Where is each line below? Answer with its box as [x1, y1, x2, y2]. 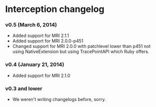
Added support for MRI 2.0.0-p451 [12, 38, 83, 44]
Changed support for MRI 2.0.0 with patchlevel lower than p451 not [12, 43, 151, 49]
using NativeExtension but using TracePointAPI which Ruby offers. [12, 48, 149, 54]
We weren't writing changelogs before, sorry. [12, 96, 106, 102]
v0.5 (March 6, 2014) [5, 21, 57, 28]
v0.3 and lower [5, 85, 42, 92]
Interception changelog [5, 3, 104, 15]
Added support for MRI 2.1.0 [12, 72, 70, 78]
